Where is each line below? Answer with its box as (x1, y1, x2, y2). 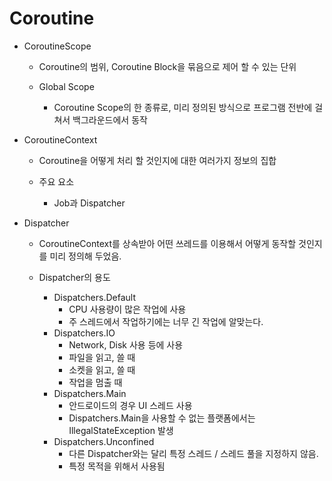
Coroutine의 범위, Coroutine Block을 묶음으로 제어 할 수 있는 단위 (38, 60, 297, 72)
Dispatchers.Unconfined (53, 435, 155, 447)
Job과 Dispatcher (53, 197, 126, 209)
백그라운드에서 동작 (72, 113, 148, 126)
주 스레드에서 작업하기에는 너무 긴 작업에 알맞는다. (68, 315, 264, 327)
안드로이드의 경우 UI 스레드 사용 (68, 399, 193, 411)
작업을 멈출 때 (68, 376, 123, 388)
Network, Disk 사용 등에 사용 (68, 338, 184, 351)
